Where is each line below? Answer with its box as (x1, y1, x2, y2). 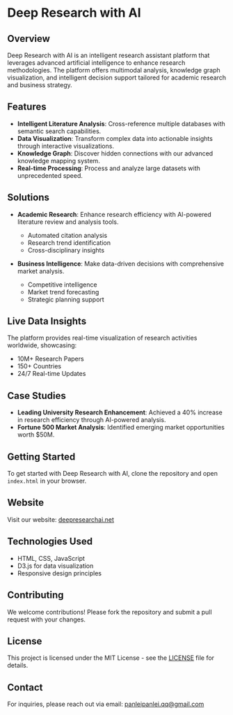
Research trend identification (27, 239, 111, 247)
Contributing (7, 589, 64, 601)
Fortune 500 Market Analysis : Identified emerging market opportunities (17, 423, 225, 432)
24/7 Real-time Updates (17, 370, 86, 378)
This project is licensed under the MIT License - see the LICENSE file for (7, 654, 214, 662)
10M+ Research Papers (17, 354, 85, 363)
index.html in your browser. (7, 476, 87, 486)
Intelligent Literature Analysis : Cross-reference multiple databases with (17, 119, 225, 128)
